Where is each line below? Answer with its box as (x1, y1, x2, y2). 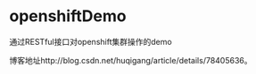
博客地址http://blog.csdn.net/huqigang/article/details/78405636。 (9, 55, 252, 65)
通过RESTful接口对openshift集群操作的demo (9, 36, 172, 47)
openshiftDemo (9, 6, 127, 26)
